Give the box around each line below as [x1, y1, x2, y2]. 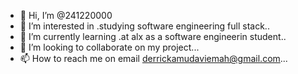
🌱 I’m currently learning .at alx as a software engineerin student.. [19, 31, 287, 42]
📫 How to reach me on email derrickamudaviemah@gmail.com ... [19, 53, 288, 64]
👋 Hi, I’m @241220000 [19, 10, 113, 21]
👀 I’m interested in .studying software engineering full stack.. [19, 20, 270, 32]
